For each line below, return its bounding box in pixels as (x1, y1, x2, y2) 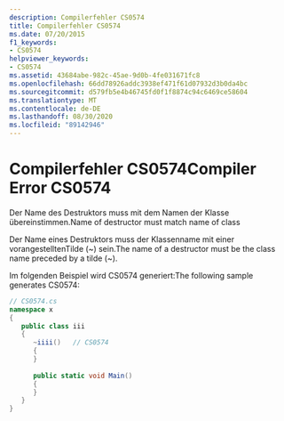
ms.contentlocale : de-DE (9, 104, 101, 113)
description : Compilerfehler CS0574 (9, 12, 145, 22)
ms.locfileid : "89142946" (9, 121, 105, 130)
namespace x (9, 304, 53, 314)
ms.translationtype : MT (9, 95, 98, 105)
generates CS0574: (9, 279, 80, 290)
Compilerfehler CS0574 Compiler (9, 159, 257, 179)
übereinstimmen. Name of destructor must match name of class (9, 216, 241, 227)
